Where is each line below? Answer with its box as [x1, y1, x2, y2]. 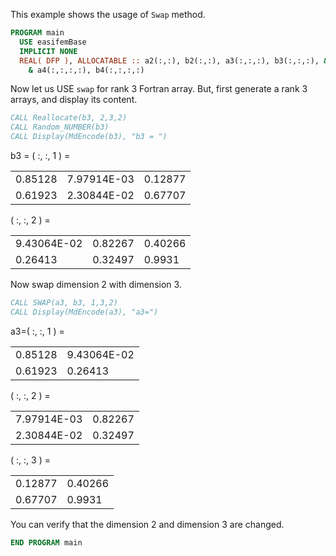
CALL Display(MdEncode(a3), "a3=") [10, 307, 159, 317]
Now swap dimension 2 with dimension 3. [10, 279, 182, 290]
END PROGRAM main [10, 537, 83, 548]
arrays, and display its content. [10, 94, 138, 106]
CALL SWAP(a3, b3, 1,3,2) [10, 298, 118, 308]
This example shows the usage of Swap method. [10, 9, 206, 20]
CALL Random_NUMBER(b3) [10, 122, 110, 133]
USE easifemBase [19, 37, 87, 47]
